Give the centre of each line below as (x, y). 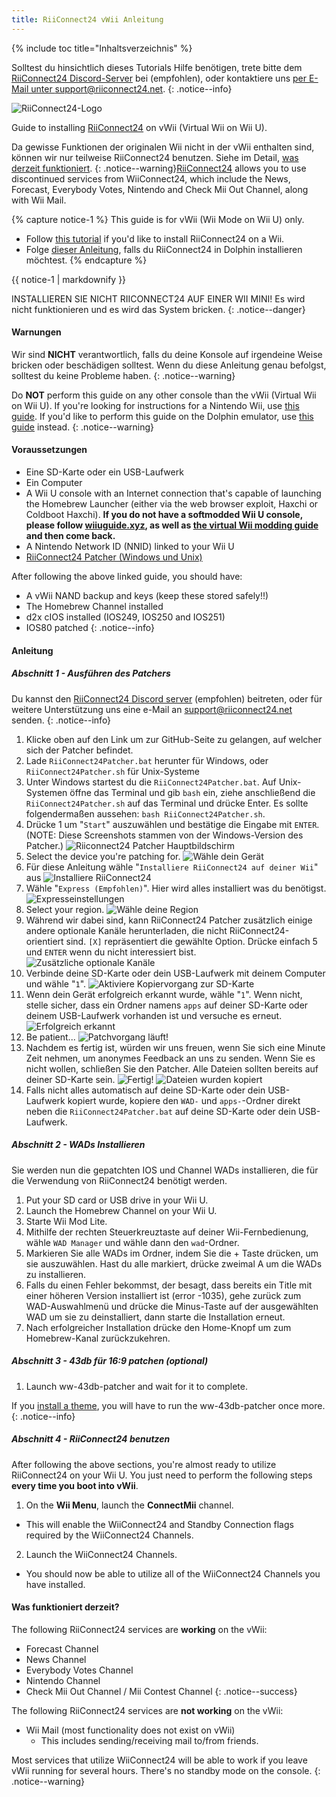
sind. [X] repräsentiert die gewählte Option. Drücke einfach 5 (191, 941)
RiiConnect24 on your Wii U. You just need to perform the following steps (162, 1475)
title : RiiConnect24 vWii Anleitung (87, 19)
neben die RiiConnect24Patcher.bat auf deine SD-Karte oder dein (161, 1111)
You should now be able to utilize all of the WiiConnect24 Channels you (173, 1573)
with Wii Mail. (39, 200)
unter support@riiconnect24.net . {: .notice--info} (131, 88)
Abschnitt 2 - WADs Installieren (78, 1145)
